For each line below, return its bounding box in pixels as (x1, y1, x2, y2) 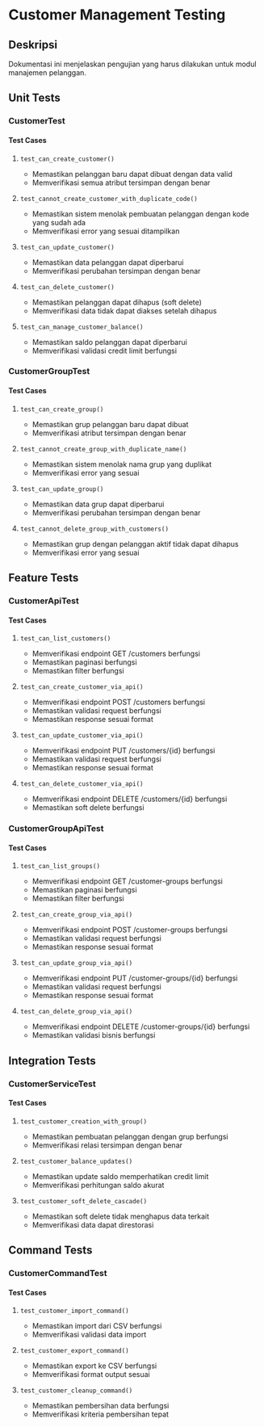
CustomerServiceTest (8, 1078, 96, 1089)
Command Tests (8, 1244, 93, 1257)
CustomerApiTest (8, 595, 79, 606)
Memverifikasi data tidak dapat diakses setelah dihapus (31, 305, 217, 316)
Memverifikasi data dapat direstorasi (31, 1219, 154, 1229)
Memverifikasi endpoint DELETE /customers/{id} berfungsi (31, 794, 228, 804)
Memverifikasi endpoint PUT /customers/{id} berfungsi (31, 745, 216, 756)
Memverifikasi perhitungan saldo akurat (31, 1180, 165, 1190)
